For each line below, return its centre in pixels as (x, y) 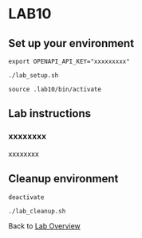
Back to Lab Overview (45, 226)
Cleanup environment (63, 179)
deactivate (26, 197)
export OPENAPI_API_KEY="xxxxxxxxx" (69, 61)
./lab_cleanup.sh (37, 211)
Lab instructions (50, 113)
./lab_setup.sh (34, 76)
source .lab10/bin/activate (55, 89)
